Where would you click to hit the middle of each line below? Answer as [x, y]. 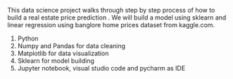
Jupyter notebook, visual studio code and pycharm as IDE [101, 68]
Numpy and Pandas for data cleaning [71, 46]
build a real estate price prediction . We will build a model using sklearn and [117, 17]
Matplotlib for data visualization [63, 53]
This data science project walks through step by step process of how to [111, 10]
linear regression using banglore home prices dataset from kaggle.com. [111, 25]
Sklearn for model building [56, 61]
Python [28, 38]
